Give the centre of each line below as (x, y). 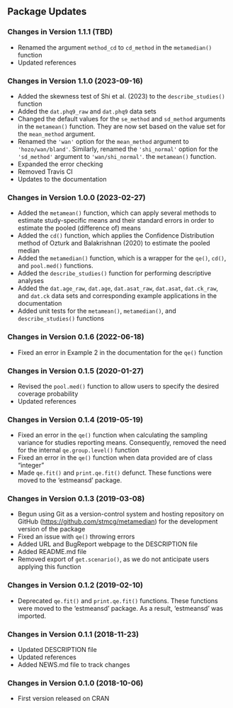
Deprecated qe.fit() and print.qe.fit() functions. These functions (118, 601)
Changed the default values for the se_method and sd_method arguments (121, 118)
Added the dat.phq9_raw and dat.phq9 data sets (87, 111)
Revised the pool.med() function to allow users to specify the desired (118, 386)
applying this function (49, 567)
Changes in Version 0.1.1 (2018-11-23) (73, 634)
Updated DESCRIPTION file (57, 650)
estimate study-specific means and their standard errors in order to (116, 221)
